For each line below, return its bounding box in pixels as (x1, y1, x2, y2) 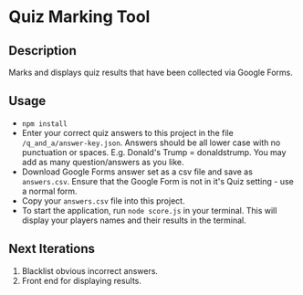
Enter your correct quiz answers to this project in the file (21, 127, 234, 138)
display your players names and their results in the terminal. (21, 215, 247, 226)
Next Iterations (8, 241, 95, 257)
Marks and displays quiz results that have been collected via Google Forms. (8, 67, 294, 78)
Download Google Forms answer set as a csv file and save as (21, 166, 253, 177)
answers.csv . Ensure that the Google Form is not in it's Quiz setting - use (21, 175, 294, 186)
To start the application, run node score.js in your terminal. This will (21, 205, 277, 216)
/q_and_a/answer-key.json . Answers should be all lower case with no (21, 137, 281, 148)
